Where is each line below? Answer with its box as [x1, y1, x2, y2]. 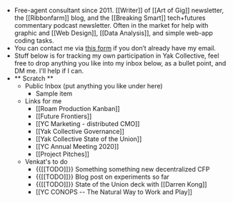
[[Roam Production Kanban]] [35, 105, 120, 113]
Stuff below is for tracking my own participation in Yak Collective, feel [14, 51, 219, 60]
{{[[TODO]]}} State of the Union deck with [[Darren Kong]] [35, 180, 207, 188]
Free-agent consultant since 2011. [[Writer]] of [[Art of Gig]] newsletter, [14, 6, 224, 14]
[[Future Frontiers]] [35, 112, 92, 120]
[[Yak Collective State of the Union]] [35, 135, 142, 143]
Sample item [35, 89, 73, 98]
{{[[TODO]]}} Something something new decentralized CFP [35, 165, 210, 173]
